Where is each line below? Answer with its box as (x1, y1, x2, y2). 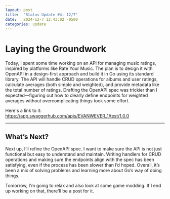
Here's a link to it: (5, 107, 42, 114)
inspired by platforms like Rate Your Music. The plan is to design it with (5, 65, 153, 71)
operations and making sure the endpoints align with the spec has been (5, 156, 154, 163)
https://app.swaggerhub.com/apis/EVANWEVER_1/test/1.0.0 (5, 113, 130, 119)
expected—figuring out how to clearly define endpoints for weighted (5, 92, 148, 99)
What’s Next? (5, 132, 49, 141)
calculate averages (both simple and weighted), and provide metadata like (5, 82, 160, 88)
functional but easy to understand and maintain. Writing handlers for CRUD (5, 151, 162, 157)
